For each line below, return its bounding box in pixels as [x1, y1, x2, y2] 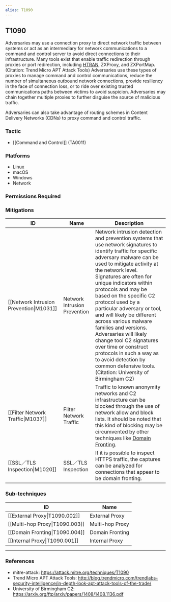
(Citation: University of [95, 369, 149, 376]
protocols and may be [95, 286, 148, 293]
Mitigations [5, 206, 34, 214]
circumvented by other [95, 428, 149, 435]
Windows [12, 175, 33, 181]
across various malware [95, 318, 152, 325]
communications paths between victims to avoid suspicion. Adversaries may [5, 89, 166, 95]
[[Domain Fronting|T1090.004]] [8, 528, 85, 536]
